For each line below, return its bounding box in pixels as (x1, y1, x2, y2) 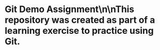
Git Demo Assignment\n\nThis (5, 4, 135, 15)
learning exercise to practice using (5, 25, 154, 36)
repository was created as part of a (5, 14, 155, 26)
